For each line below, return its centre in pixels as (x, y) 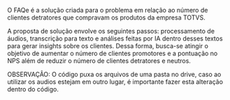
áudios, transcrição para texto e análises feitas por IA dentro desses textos (115, 38)
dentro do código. (33, 89)
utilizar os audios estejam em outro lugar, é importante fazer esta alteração (115, 82)
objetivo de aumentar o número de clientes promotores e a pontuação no (113, 53)
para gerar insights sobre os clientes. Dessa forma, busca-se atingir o (108, 46)
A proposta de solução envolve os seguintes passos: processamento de (111, 31)
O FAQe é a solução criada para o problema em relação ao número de (108, 10)
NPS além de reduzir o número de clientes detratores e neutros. (99, 61)
